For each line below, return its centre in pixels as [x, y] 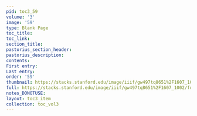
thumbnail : [19, 83]
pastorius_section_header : [39, 50]
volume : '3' [21, 17]
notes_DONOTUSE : [26, 93]
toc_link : [18, 39]
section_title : [25, 45]
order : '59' [21, 77]
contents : [18, 60]
